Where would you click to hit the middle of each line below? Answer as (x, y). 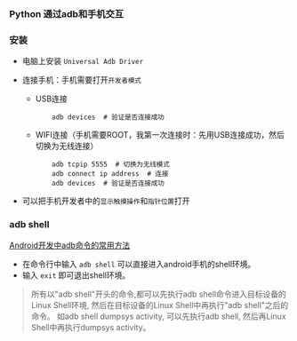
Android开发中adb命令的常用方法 (70, 245)
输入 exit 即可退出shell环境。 (76, 275)
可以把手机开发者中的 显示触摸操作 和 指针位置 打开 (106, 201)
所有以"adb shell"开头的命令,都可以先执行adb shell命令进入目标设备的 (158, 294)
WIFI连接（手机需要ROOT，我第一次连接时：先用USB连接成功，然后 (160, 135)
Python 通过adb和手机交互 (67, 13)
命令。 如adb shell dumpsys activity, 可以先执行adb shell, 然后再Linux (158, 316)
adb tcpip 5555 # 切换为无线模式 (111, 165)
